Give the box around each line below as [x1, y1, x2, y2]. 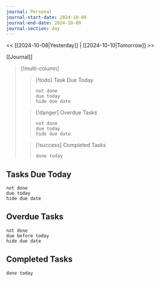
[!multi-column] [20, 65, 60, 72]
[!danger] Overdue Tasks [35, 109, 97, 117]
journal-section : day [6, 25, 60, 32]
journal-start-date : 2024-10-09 [6, 14, 87, 20]
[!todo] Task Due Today [35, 76, 94, 84]
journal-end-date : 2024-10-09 [6, 20, 82, 26]
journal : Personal [6, 8, 52, 15]
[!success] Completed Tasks [35, 142, 106, 149]
